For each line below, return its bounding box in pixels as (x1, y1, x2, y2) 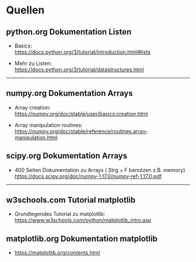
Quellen (6, 4, 45, 17)
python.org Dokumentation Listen (6, 27, 132, 37)
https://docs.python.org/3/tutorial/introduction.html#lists (14, 49, 150, 56)
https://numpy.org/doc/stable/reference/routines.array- (14, 127, 148, 135)
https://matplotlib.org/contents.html (14, 249, 100, 256)
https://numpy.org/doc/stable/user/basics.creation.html (14, 110, 148, 117)
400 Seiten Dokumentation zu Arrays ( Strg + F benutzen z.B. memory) (14, 166, 185, 173)
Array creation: (14, 104, 51, 111)
